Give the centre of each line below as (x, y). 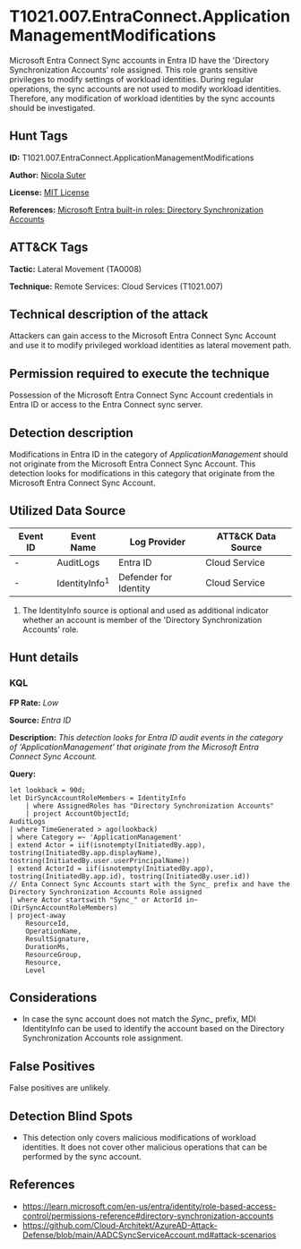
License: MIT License (49, 192)
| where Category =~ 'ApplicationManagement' (95, 837)
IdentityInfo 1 (83, 583)
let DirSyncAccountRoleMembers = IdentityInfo (98, 798)
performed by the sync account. (82, 1156)
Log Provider (158, 542)
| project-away (38, 915)
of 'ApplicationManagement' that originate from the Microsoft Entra (134, 747)
